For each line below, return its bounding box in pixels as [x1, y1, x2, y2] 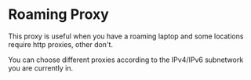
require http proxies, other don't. [8, 39, 114, 49]
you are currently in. [8, 63, 73, 72]
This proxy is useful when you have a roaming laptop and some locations [8, 31, 244, 41]
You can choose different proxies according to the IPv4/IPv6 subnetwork [8, 55, 244, 64]
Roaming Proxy [8, 5, 110, 24]
